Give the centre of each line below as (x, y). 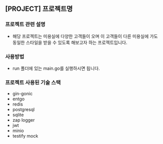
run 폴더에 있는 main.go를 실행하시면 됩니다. (56, 68)
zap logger (23, 120)
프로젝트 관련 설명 (25, 24)
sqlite (18, 115)
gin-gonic (22, 94)
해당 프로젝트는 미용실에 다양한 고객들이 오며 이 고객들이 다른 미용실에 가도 (85, 36)
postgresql (23, 110)
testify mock (25, 136)
